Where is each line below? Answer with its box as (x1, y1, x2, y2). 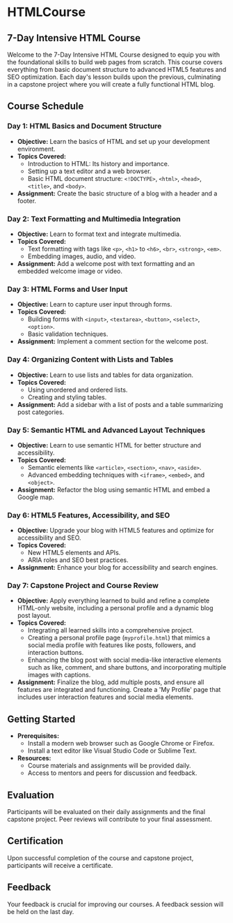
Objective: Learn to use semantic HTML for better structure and (17, 441, 202, 449)
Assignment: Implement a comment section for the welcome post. (17, 337, 209, 346)
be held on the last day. (7, 907, 74, 915)
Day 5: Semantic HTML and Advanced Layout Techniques (7, 425, 206, 435)
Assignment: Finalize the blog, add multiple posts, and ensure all (17, 678, 204, 686)
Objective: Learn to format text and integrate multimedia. (17, 230, 182, 238)
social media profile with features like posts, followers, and (27, 641, 196, 649)
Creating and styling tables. (27, 392, 107, 401)
